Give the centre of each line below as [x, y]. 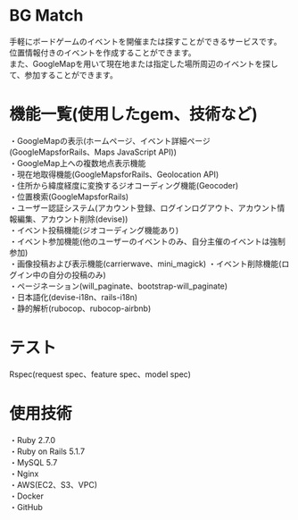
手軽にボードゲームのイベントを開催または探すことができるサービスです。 [145, 41]
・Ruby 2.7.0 [33, 440]
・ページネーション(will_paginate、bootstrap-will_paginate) [119, 286]
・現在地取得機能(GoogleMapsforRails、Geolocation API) [114, 174]
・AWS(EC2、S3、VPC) [54, 484]
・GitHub [26, 507]
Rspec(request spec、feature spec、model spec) [100, 374]
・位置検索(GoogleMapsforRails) [69, 197]
